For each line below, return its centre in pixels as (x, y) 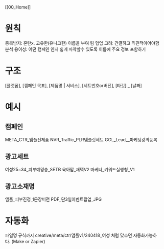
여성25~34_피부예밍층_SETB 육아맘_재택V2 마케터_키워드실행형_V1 (70, 169)
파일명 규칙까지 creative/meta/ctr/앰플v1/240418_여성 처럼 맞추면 (69, 235)
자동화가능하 (145, 235)
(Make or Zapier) (28, 242)
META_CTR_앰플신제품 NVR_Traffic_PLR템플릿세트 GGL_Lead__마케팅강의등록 (81, 139)
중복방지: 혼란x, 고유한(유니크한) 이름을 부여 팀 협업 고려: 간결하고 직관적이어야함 (82, 43)
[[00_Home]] (18, 7)
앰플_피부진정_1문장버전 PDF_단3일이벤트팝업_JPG (53, 199)
